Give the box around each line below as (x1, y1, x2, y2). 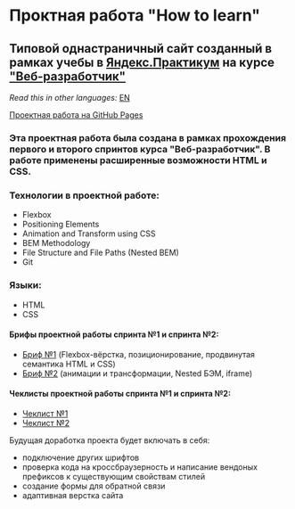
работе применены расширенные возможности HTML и (9, 153, 267, 166)
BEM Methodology (21, 238, 91, 249)
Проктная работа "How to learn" (9, 5, 261, 26)
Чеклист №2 (21, 417, 70, 428)
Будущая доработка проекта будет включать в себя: (9, 434, 210, 446)
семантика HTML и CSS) (21, 358, 116, 369)
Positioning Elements (21, 219, 100, 230)
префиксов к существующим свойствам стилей (21, 471, 206, 481)
